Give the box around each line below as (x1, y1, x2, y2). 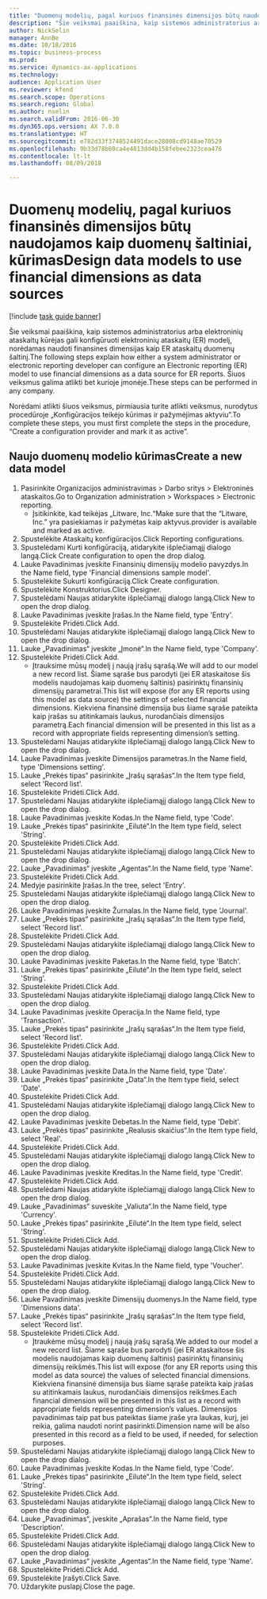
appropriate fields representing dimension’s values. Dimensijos (32, 1404, 238, 1414)
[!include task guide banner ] (9, 312, 101, 321)
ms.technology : (9, 71, 59, 79)
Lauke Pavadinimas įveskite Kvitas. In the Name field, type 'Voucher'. (20, 1260, 244, 1270)
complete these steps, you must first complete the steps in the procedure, (9, 418, 251, 428)
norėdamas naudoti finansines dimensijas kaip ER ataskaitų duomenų (9, 343, 235, 354)
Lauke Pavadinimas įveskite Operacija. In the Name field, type (20, 1007, 220, 1016)
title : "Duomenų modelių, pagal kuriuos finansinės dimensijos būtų (9, 11, 240, 20)
